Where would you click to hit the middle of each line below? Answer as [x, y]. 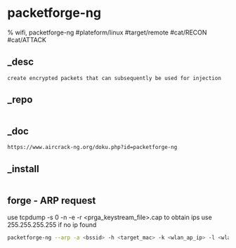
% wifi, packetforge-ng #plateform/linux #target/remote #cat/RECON [107, 32]
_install [24, 169]
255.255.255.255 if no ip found [52, 225]
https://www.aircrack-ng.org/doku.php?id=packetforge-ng [92, 148]
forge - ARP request [52, 201]
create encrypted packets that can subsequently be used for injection [114, 78]
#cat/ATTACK [27, 39]
